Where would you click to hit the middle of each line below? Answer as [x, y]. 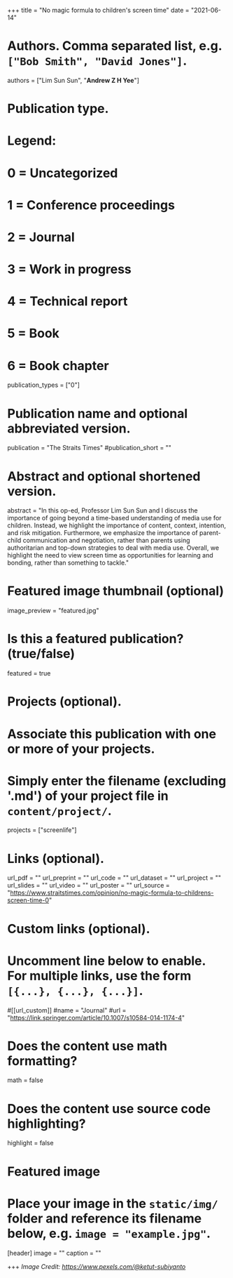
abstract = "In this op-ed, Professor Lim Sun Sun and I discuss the [103, 510]
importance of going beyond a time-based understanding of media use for [114, 518]
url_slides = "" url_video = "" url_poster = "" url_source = [89, 885]
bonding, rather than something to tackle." [68, 563]
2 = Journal [41, 237]
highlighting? [47, 1124]
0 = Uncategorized [63, 173]
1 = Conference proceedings [91, 205]
